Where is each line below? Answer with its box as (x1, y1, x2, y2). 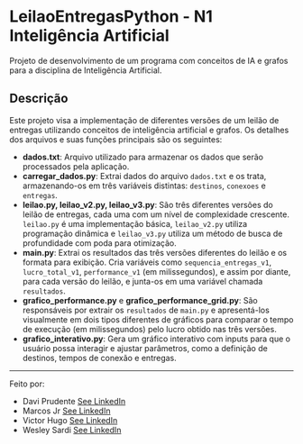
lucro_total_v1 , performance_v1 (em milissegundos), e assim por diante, (22, 266, 291, 276)
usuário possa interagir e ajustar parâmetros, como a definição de (22, 342, 268, 353)
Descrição (9, 91, 69, 106)
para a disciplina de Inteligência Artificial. (9, 65, 162, 76)
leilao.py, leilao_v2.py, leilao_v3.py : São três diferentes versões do (22, 199, 273, 210)
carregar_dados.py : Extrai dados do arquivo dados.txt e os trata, (22, 170, 267, 181)
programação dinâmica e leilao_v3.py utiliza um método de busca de (22, 228, 283, 239)
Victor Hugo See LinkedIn (22, 414, 118, 425)
